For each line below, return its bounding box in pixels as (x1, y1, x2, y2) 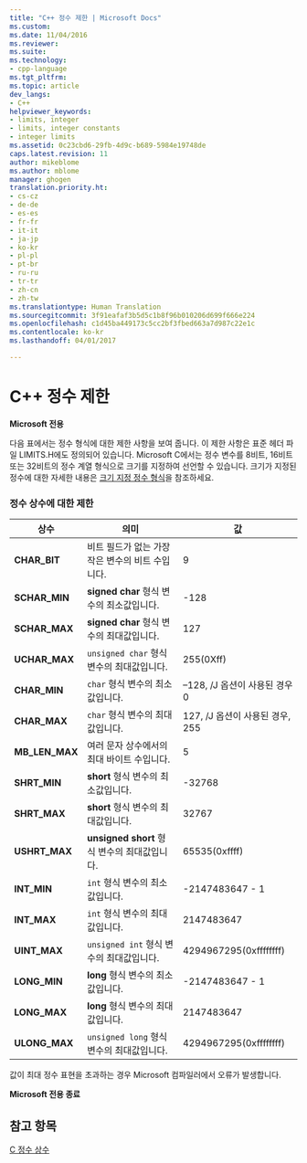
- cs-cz (9, 192, 39, 201)
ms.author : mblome (9, 166, 79, 175)
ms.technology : (9, 56, 68, 65)
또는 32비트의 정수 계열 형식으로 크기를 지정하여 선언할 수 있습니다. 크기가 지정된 (9, 460, 297, 471)
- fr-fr (9, 217, 39, 227)
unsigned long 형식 (86, 1031, 167, 1043)
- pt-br (9, 259, 39, 270)
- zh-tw (9, 293, 39, 302)
